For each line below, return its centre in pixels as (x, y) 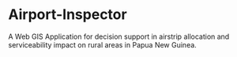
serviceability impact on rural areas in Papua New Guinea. (103, 44)
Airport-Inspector (68, 15)
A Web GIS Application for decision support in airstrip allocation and (119, 36)
